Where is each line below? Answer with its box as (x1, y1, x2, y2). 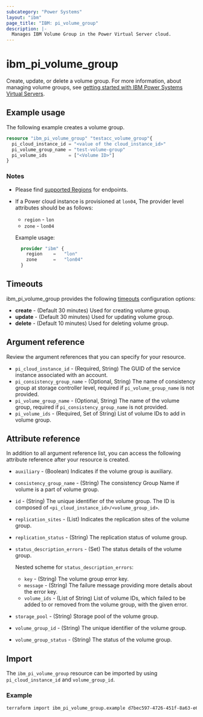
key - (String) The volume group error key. (24, 575, 129, 583)
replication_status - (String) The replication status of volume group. (14, 534, 188, 541)
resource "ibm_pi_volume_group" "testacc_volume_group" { (6, 135, 153, 141)
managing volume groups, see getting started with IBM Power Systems (6, 84, 183, 91)
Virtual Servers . (6, 90, 45, 97)
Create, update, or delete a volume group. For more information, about (6, 77, 181, 85)
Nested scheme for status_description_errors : (14, 564, 134, 571)
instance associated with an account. (14, 371, 108, 378)
